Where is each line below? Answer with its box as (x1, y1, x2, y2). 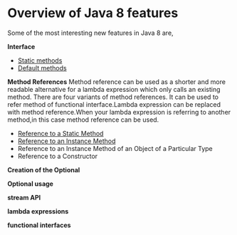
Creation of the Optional (7, 165, 80, 174)
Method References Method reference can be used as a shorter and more (7, 77, 226, 86)
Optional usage (7, 179, 53, 188)
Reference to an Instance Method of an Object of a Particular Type (17, 144, 213, 152)
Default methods (17, 63, 67, 72)
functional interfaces (7, 221, 71, 229)
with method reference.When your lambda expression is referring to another (7, 108, 231, 116)
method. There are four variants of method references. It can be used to (7, 93, 219, 101)
